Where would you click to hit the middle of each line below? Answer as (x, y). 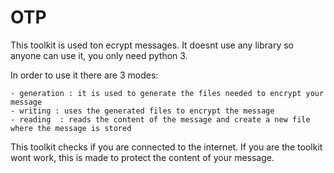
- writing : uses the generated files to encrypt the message (142, 111)
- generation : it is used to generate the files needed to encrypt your (167, 93)
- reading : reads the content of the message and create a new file (160, 119)
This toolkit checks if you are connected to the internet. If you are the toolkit (166, 147)
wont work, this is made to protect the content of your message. (142, 157)
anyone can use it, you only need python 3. (99, 55)
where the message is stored (71, 128)
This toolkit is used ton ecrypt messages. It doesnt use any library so (152, 45)
